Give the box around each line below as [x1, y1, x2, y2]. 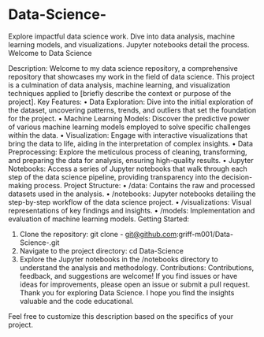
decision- [221, 172, 253, 182]
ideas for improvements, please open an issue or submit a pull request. [19, 280, 251, 289]
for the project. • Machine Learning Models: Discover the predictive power [8, 113, 251, 123]
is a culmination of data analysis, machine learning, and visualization [8, 80, 231, 90]
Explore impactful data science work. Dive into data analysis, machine [8, 31, 235, 41]
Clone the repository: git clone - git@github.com [19, 229, 177, 239]
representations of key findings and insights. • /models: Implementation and [8, 206, 255, 215]
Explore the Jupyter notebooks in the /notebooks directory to [19, 254, 218, 264]
